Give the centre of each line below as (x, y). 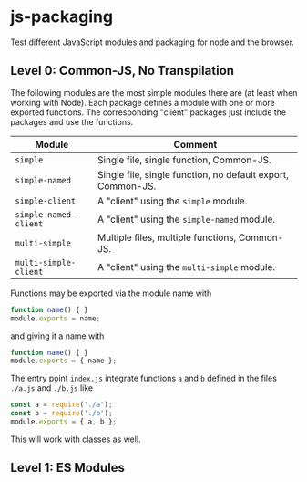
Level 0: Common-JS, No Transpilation (123, 71)
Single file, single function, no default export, (194, 174)
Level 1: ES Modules (68, 468)
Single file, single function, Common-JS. (184, 160)
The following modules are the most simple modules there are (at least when (154, 92)
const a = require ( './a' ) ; (61, 405)
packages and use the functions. (72, 121)
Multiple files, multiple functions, (167, 237)
